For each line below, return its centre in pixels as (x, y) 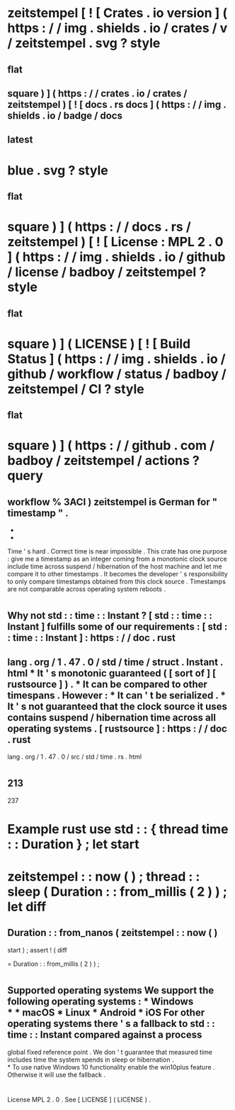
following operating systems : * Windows (101, 1002)
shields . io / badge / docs (65, 115)
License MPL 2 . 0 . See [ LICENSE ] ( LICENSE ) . (79, 1099)
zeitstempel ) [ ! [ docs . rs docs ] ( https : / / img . (117, 104)
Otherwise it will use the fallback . (57, 1075)
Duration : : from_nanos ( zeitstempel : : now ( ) (113, 933)
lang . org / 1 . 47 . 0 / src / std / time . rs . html (75, 757)
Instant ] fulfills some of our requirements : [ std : (117, 627)
